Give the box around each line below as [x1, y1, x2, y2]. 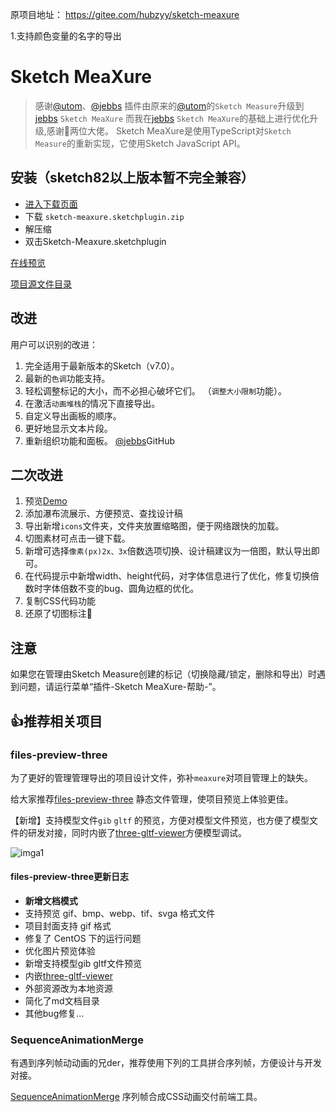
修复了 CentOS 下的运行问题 [24, 933, 142, 945]
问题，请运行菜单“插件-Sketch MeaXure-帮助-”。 [18, 681, 222, 693]
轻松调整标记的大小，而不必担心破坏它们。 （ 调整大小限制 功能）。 [24, 384, 288, 397]
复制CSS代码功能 [24, 595, 96, 607]
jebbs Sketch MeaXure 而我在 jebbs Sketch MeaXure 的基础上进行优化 [34, 112, 310, 124]
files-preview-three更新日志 [10, 871, 129, 883]
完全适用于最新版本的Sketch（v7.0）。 [24, 359, 180, 372]
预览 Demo [24, 495, 68, 507]
